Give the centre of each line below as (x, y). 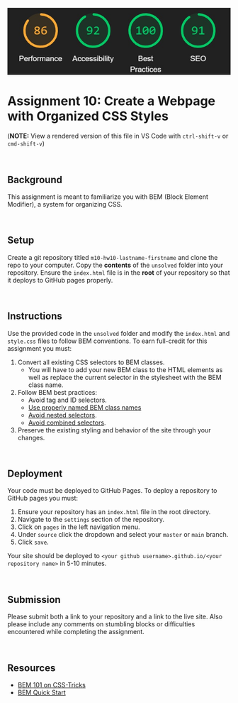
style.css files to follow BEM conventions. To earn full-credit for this (107, 341)
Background (35, 179)
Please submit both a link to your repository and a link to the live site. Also (115, 617)
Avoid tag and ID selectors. (68, 400)
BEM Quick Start (41, 692)
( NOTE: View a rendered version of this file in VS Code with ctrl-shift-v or (118, 136)
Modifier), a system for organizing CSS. (65, 204)
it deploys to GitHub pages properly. (60, 280)
